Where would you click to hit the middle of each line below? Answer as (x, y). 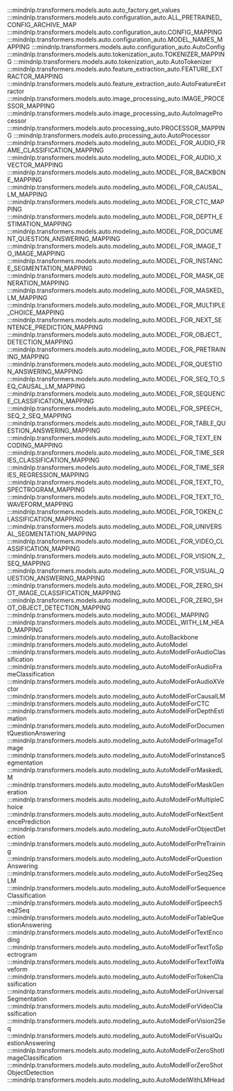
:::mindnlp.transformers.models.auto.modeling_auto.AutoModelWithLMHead (116, 1080)
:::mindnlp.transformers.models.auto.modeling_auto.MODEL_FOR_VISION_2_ (116, 556)
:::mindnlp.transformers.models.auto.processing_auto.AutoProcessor (112, 135)
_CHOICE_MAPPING (36, 313)
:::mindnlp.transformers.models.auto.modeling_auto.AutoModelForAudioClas (116, 652)
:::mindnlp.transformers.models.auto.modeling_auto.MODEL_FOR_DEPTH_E (115, 217)
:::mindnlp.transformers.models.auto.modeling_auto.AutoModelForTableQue (115, 917)
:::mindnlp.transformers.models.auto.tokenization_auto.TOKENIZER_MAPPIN (116, 54)
